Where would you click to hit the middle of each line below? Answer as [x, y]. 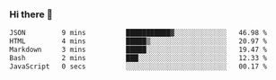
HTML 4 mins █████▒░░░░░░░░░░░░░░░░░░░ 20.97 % [138, 41]
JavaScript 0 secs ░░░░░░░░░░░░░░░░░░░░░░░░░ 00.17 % [138, 67]
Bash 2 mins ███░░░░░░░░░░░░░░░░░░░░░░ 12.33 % [138, 58]
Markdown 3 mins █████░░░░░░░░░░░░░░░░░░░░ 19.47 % [138, 50]
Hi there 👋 [31, 14]
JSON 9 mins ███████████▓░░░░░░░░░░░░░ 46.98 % [138, 33]
